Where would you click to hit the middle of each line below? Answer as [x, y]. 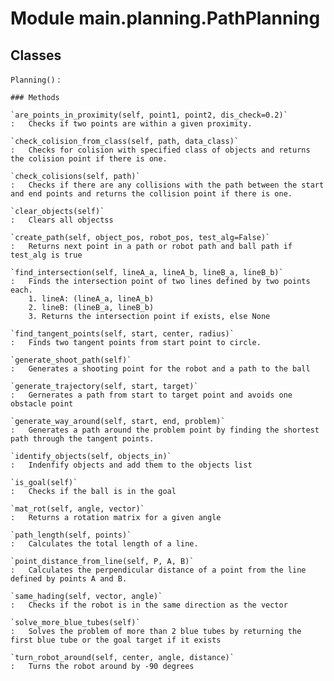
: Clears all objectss [62, 220]
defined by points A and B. [69, 579]
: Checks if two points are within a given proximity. [131, 124]
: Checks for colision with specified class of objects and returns [160, 150]
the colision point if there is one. [89, 159]
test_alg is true [46, 255]
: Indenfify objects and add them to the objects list [131, 465]
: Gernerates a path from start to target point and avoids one [151, 395]
